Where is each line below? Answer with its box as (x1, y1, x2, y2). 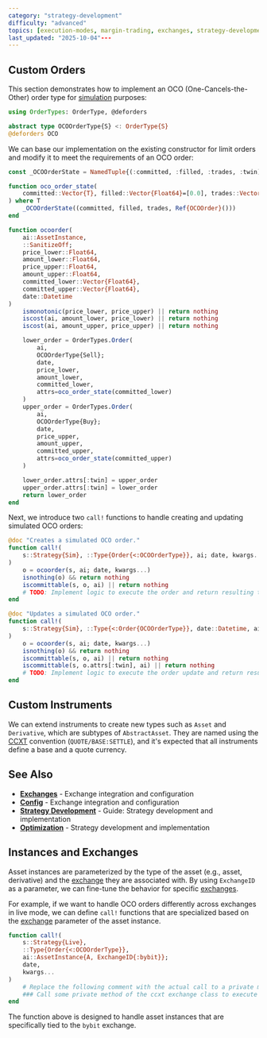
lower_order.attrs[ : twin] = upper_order (22, 476, 158, 484)
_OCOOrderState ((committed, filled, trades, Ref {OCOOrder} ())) (22, 204, 237, 213)
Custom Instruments (8, 698, 113, 712)
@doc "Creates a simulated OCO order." (8, 537, 141, 545)
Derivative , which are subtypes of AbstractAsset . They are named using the (8, 727, 259, 737)
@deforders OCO (8, 129, 59, 137)
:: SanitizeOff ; (22, 241, 73, 249)
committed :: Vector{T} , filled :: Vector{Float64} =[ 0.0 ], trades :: (22, 190, 240, 198)
